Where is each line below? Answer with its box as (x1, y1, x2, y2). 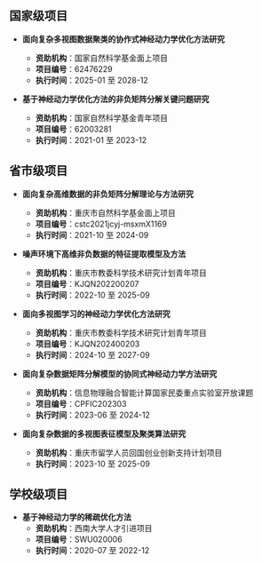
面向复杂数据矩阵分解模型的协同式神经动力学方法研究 (21, 368, 218, 379)
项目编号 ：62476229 (35, 63, 113, 74)
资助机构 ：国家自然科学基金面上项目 (35, 52, 169, 63)
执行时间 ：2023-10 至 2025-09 (35, 458, 151, 469)
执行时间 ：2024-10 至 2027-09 (35, 349, 150, 360)
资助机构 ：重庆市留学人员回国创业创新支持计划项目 (35, 447, 223, 457)
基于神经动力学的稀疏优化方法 (21, 512, 131, 522)
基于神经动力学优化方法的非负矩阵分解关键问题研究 (21, 93, 210, 104)
